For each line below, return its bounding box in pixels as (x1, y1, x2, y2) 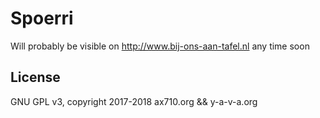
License (10, 69, 61, 86)
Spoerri (10, 7, 74, 30)
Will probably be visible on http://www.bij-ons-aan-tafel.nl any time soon (10, 40, 310, 52)
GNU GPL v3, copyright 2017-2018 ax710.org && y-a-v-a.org (10, 95, 258, 107)
